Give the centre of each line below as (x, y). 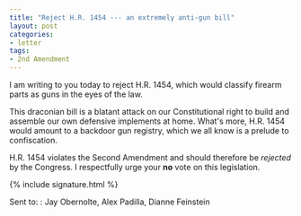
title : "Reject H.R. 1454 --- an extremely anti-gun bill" (122, 17)
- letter (26, 43)
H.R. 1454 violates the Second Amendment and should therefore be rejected (150, 157)
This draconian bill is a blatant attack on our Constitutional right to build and (149, 112)
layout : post (34, 26)
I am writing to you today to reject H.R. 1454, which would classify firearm (146, 85)
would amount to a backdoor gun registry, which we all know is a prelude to (149, 130)
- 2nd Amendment (40, 59)
